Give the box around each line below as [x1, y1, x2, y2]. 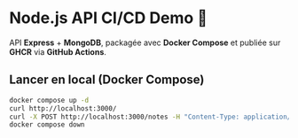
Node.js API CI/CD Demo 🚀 [9, 8, 208, 28]
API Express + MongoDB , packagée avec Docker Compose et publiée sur [9, 37, 281, 48]
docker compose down [9, 120, 86, 129]
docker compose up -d [9, 96, 90, 104]
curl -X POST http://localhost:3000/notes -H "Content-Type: [9, 112, 240, 121]
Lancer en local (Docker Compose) [9, 73, 205, 88]
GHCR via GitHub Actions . [9, 46, 106, 57]
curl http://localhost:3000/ [9, 103, 117, 113]
